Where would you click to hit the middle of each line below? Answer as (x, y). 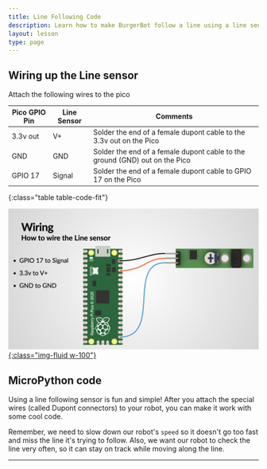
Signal (63, 175)
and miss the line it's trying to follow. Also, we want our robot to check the (129, 440)
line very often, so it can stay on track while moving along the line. (116, 449)
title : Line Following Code (55, 17)
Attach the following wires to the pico (69, 95)
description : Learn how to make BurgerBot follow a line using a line (128, 25)
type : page (26, 42)
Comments (174, 116)
